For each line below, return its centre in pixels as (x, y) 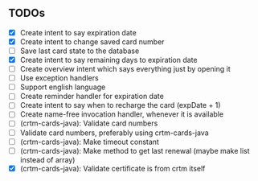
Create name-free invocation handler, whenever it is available (121, 114)
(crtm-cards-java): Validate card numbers (89, 123)
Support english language (63, 87)
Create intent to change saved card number (92, 41)
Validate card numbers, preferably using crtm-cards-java (114, 133)
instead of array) (47, 159)
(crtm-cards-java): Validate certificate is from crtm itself (113, 168)
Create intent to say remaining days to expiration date (109, 60)
